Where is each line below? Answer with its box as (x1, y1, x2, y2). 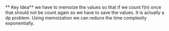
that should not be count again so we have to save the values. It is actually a (5, 9, 164, 15)
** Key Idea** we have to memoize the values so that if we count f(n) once (5, 4, 161, 10)
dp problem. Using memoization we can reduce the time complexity (5, 15, 147, 20)
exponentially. (5, 20, 35, 26)
